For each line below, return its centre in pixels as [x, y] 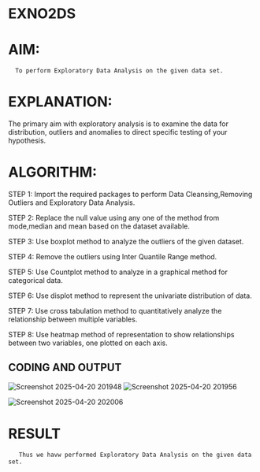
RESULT [35, 433]
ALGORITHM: [52, 172]
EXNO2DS [42, 14]
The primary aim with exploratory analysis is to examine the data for [118, 124]
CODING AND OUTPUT [65, 368]
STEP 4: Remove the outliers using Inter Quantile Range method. [113, 256]
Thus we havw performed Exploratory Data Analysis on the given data [135, 455]
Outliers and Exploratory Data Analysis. [72, 203]
